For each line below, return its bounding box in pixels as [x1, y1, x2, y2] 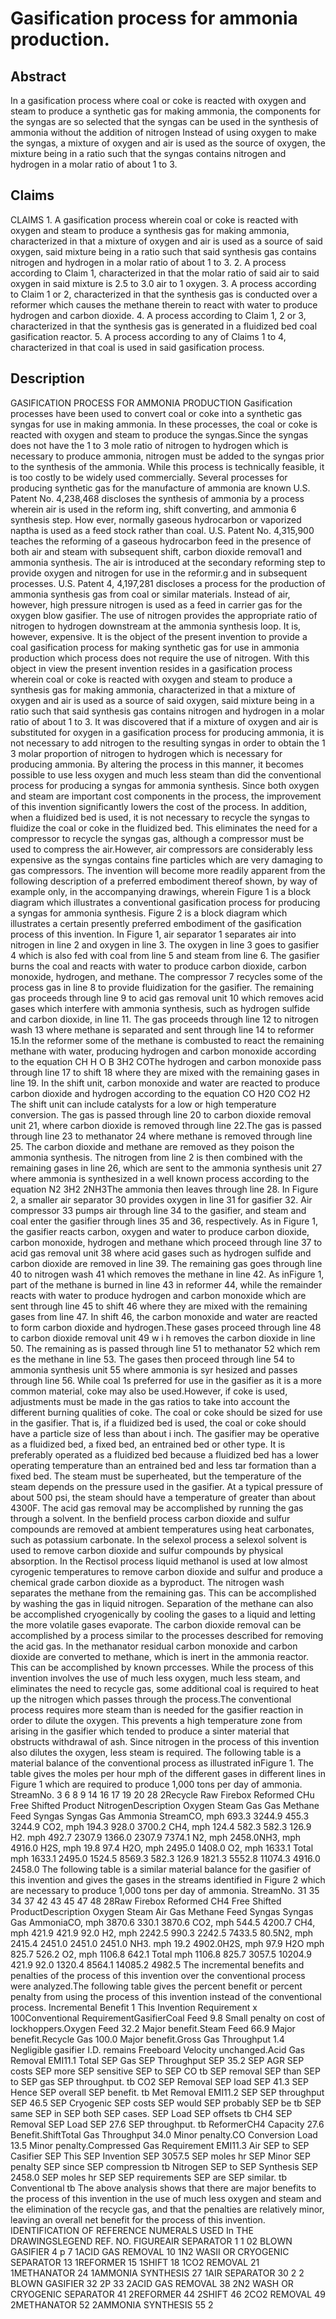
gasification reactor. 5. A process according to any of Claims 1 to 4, [10, 330, 287, 342]
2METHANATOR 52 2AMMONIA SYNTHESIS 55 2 [10, 2298, 214, 2311]
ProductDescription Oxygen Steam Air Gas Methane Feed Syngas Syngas [10, 1905, 314, 1917]
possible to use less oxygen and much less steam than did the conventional [10, 768, 322, 781]
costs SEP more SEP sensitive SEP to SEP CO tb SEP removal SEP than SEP [10, 2065, 321, 2077]
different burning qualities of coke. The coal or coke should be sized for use [10, 1406, 323, 1418]
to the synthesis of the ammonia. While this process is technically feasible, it [10, 460, 325, 472]
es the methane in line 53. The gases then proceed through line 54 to [10, 1353, 295, 1365]
